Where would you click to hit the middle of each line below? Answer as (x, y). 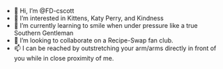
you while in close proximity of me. (64, 58)
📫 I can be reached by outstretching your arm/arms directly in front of (115, 48)
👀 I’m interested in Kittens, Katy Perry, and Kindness (89, 18)
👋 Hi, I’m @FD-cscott (44, 11)
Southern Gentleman (44, 33)
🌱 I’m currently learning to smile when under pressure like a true (106, 25)
